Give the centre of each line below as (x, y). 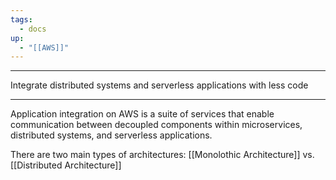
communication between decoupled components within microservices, (156, 125)
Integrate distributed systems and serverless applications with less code (159, 85)
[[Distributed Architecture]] (66, 165)
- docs (33, 29)
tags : (21, 19)
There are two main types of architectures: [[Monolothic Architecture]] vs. (162, 155)
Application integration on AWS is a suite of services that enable (142, 114)
